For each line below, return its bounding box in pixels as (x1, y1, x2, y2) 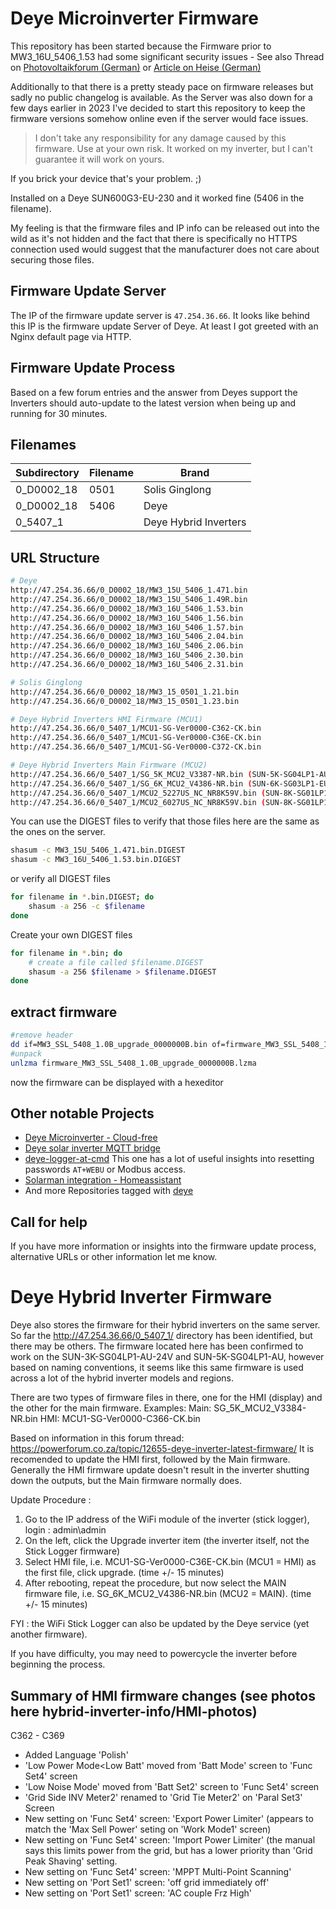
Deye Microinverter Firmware (10, 7, 259, 30)
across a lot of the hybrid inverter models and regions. (10, 1372, 235, 1384)
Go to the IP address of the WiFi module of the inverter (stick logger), (24, 1513, 310, 1526)
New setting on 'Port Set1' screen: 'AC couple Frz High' (24, 1887, 252, 1899)
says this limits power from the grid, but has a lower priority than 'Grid (24, 1845, 313, 1856)
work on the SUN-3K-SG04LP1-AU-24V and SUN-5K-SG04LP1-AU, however (10, 1351, 325, 1363)
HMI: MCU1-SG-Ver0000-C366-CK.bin (39, 1413, 201, 1425)
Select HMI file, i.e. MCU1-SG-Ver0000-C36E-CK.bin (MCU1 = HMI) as (24, 1556, 317, 1568)
